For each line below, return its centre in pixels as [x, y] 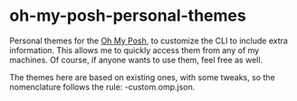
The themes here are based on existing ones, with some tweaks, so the [142, 77]
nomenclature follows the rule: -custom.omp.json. [102, 87]
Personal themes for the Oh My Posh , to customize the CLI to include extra [148, 41]
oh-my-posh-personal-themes [128, 16]
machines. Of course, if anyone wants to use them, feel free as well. [136, 60]
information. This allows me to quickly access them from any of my [134, 50]
